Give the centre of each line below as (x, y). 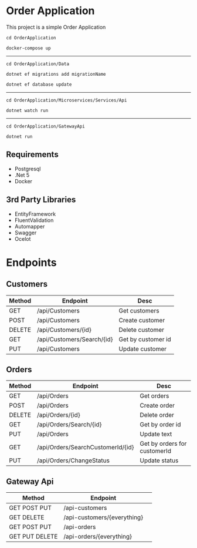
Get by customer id (145, 339)
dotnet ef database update (39, 84)
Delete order (157, 415)
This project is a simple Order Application (56, 27)
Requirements (32, 155)
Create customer (142, 320)
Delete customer (142, 330)
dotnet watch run (27, 110)
